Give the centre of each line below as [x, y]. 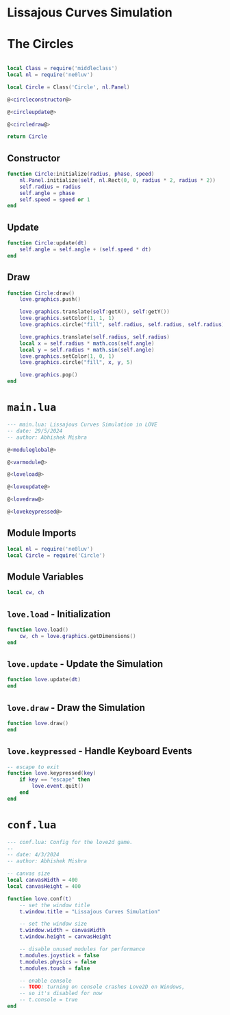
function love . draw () [38, 723]
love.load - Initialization [59, 614]
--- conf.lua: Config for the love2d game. [70, 842]
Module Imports [42, 533]
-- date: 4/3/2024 [33, 855]
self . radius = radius [50, 187]
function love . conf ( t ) [39, 899]
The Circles [40, 44]
